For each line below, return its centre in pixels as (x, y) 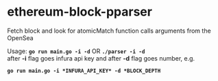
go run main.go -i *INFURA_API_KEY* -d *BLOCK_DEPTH (84, 71)
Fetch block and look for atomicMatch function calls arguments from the (109, 31)
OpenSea (20, 37)
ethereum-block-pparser (80, 12)
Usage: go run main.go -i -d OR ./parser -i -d (76, 51)
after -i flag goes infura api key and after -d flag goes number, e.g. (101, 58)
